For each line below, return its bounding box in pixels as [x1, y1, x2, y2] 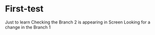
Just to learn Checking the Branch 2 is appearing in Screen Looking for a [5, 19, 151, 25]
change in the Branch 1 [5, 24, 51, 30]
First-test [5, 3, 44, 14]
